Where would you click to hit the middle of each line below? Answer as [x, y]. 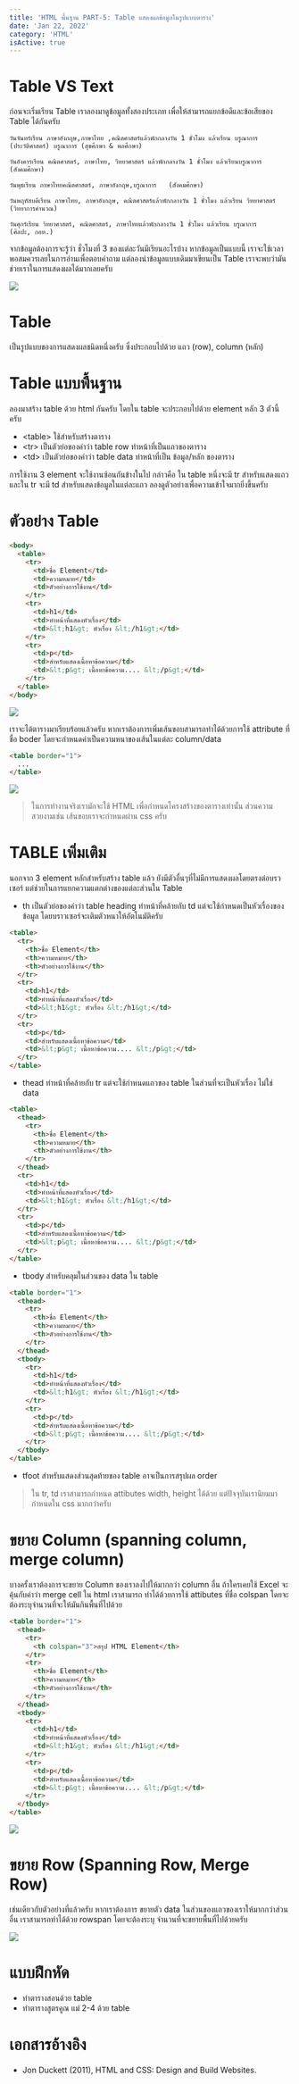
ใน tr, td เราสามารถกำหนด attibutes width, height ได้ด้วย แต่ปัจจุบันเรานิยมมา [154, 1494]
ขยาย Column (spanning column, [128, 1540]
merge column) [67, 1560]
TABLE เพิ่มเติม [58, 853]
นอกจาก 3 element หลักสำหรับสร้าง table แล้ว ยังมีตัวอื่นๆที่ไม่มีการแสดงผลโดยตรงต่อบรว [145, 878]
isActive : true [37, 42]
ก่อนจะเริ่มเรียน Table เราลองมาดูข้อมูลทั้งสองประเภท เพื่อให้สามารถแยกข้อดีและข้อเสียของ [141, 112]
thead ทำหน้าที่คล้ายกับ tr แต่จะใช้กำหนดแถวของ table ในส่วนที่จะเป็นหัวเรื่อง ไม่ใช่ [148, 1083]
